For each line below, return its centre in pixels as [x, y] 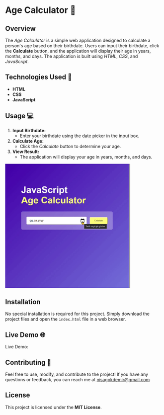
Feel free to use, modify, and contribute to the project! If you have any [77, 374]
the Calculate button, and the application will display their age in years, [78, 51]
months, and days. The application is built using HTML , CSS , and [72, 56]
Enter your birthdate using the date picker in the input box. [80, 136]
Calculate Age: [28, 141]
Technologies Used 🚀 [39, 77]
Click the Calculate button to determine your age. [70, 146]
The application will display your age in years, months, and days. [86, 157]
